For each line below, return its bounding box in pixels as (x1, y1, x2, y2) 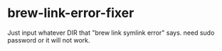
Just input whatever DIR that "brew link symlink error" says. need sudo (7, 28, 215, 37)
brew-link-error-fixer (7, 5, 134, 21)
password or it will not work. (7, 35, 90, 44)
